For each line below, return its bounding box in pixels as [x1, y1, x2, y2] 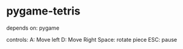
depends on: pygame [6, 24, 60, 31]
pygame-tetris [6, 4, 81, 18]
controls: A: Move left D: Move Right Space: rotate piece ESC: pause [6, 36, 178, 43]
